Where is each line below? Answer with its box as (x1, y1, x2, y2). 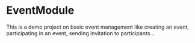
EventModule (6, 4, 75, 17)
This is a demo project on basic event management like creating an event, (6, 23, 190, 30)
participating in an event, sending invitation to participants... (6, 29, 155, 36)
